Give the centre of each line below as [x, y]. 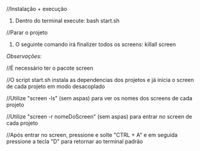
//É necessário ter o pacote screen [50, 68]
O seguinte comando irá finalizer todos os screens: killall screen [95, 44]
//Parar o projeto [27, 32]
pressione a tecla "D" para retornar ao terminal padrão [75, 141]
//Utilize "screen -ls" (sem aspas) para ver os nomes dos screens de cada [99, 98]
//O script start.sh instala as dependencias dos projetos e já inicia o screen [100, 80]
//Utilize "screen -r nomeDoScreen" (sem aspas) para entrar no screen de [99, 116]
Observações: [24, 56]
